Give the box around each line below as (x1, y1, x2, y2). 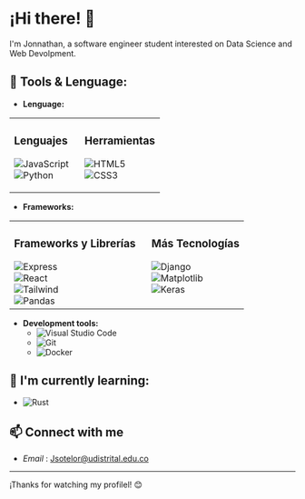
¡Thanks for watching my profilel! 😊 (9, 479, 143, 490)
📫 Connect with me (9, 424, 124, 440)
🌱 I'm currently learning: (9, 373, 150, 388)
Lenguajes (14, 134, 68, 148)
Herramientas (84, 134, 156, 148)
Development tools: (22, 317, 99, 328)
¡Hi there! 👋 (9, 8, 95, 29)
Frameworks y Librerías (14, 236, 136, 251)
